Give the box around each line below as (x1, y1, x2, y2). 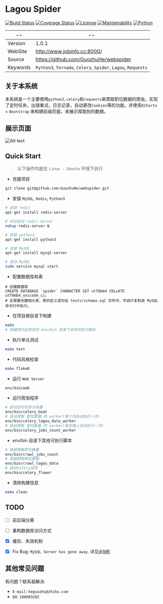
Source (7, 56, 25, 63)
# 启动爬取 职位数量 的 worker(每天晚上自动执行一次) (5, 423, 104, 428)
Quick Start (5, 152, 41, 160)
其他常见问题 (5, 564, 44, 573)
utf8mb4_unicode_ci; (5, 293, 48, 298)
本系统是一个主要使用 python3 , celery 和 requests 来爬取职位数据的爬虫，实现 (5, 96, 158, 102)
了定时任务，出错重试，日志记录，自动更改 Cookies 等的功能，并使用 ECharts (5, 102, 158, 108)
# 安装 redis (5, 205, 31, 210)
